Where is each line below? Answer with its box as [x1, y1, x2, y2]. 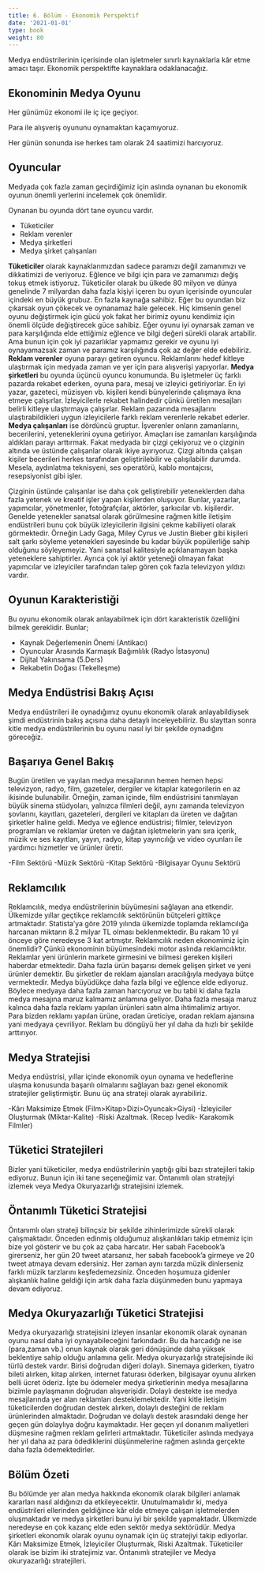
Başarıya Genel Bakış [8, 755, 114, 768]
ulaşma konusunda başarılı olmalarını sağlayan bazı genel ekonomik [8, 1079, 229, 1090]
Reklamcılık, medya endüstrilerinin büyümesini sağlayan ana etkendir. [8, 902, 234, 912]
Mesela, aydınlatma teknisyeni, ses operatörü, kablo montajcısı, [8, 463, 215, 472]
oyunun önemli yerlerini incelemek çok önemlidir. [8, 190, 167, 200]
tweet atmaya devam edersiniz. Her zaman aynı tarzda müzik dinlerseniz [8, 1259, 244, 1268]
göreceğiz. [8, 732, 43, 741]
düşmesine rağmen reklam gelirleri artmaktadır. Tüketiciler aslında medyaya [8, 1428, 254, 1438]
